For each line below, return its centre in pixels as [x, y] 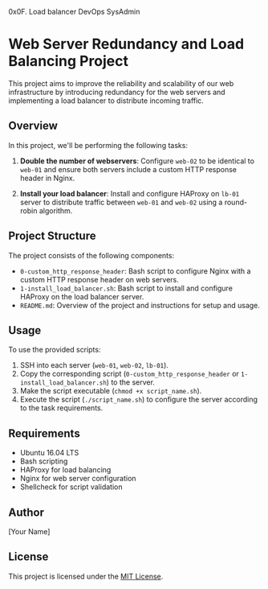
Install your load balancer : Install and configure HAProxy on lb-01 [130, 193]
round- [236, 202]
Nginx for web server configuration [78, 479]
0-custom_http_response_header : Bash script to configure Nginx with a [135, 271]
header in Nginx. [47, 178]
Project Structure [52, 236]
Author [26, 512]
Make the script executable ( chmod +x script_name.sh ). [111, 391]
